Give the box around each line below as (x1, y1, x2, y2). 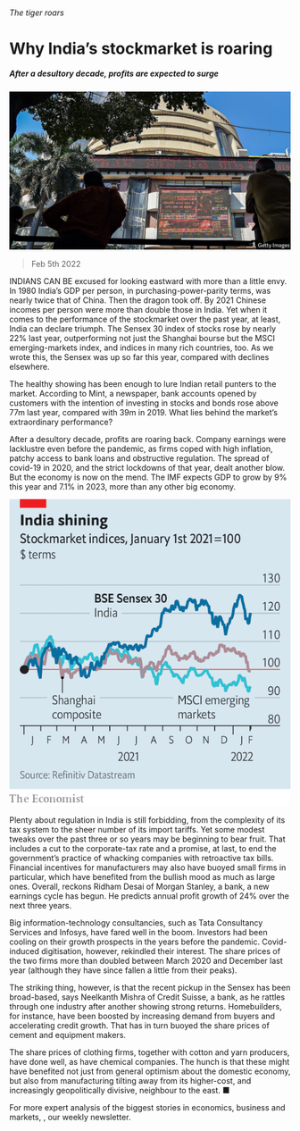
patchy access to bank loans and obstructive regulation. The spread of (9, 453, 270, 464)
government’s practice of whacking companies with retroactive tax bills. (9, 853, 274, 863)
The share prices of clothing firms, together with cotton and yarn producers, (9, 1047, 290, 1058)
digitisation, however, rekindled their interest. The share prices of (41, 946, 281, 956)
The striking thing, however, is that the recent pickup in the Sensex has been (9, 983, 291, 993)
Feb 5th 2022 (30, 259, 81, 270)
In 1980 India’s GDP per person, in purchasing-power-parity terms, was (9, 286, 271, 297)
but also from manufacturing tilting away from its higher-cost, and (9, 1076, 252, 1085)
